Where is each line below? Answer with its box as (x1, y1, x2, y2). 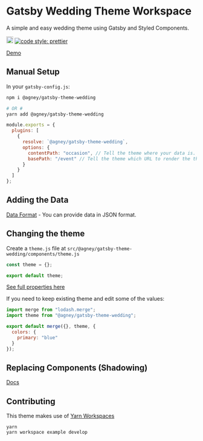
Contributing (6, 396, 56, 407)
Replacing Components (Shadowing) (6, 362, 148, 373)
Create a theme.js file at (6, 244, 66, 252)
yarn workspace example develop (6, 430, 88, 436)
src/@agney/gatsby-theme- (67, 246, 133, 252)
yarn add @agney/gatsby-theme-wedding (6, 111, 104, 117)
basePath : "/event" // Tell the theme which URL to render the (28, 155, 190, 162)
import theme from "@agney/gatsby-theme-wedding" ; (6, 313, 137, 319)
